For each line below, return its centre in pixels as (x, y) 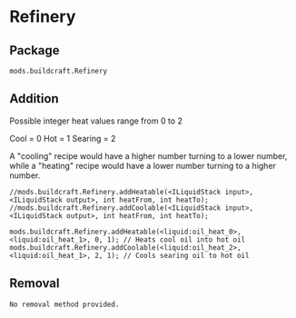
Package (35, 50)
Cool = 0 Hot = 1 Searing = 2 (63, 138)
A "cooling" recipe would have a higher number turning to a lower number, (148, 155)
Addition (34, 99)
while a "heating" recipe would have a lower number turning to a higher (143, 165)
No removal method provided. (64, 304)
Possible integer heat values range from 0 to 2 (96, 121)
